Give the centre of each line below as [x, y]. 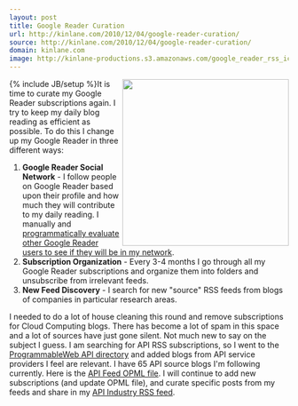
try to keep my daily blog [55, 112]
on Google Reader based [67, 186]
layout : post [33, 17]
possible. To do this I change [62, 131]
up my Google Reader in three [64, 140]
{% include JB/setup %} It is [60, 84]
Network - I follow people [69, 177]
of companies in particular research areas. [99, 299]
